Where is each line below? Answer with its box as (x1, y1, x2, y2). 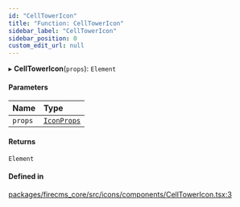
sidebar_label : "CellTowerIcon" (8, 27, 117, 35)
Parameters (8, 82, 48, 92)
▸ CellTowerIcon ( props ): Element (8, 64, 117, 73)
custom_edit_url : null (8, 42, 85, 50)
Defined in (8, 172, 44, 181)
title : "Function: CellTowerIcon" (8, 19, 125, 27)
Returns (8, 136, 36, 146)
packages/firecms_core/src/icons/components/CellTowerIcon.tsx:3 (8, 189, 232, 199)
